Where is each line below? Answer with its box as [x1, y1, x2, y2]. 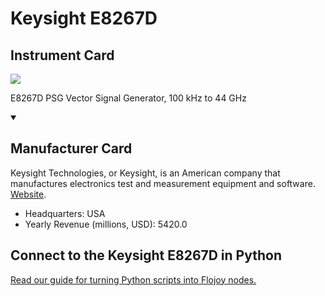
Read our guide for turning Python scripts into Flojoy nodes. [10, 273, 257, 286]
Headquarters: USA [24, 207, 106, 219]
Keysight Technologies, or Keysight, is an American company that [10, 167, 281, 179]
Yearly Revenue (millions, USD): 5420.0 [24, 218, 188, 230]
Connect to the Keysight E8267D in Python [10, 247, 282, 264]
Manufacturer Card [10, 140, 133, 157]
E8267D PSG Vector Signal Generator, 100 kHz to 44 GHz [10, 92, 247, 104]
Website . [10, 188, 47, 200]
